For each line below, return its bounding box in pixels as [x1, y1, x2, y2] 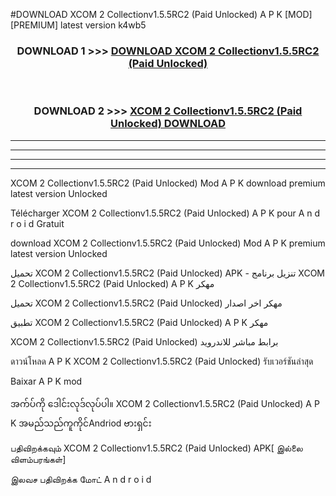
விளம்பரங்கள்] [10, 453, 67, 465]
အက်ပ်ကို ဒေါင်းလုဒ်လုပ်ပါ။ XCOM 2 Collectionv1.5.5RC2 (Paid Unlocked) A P [10, 397, 320, 409]
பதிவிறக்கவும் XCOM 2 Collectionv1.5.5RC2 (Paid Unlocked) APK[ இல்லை [10, 442, 303, 454]
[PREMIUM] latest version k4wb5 [10, 19, 147, 31]
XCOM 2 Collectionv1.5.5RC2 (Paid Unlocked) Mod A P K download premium [10, 177, 326, 189]
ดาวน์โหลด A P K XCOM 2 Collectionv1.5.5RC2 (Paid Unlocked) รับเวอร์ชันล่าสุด [10, 355, 314, 367]
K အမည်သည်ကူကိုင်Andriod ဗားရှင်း [10, 417, 152, 429]
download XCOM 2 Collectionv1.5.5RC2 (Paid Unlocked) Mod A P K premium [10, 237, 326, 249]
